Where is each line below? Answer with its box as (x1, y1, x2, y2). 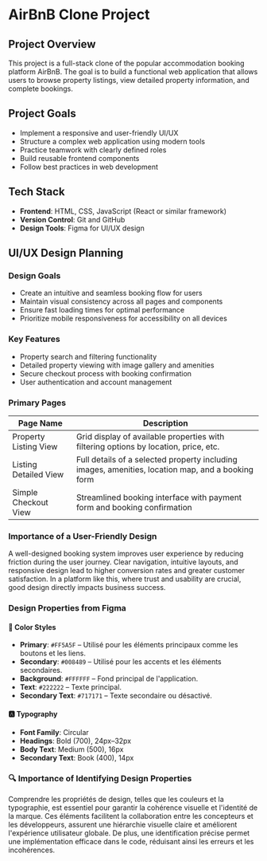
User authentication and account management (19, 377, 172, 387)
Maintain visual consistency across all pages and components (19, 297, 223, 306)
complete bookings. (8, 84, 74, 93)
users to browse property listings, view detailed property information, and (8, 76, 250, 85)
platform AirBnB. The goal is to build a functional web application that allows (8, 67, 258, 77)
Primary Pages (8, 397, 66, 408)
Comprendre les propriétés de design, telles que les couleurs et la (8, 794, 224, 804)
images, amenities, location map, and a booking (75, 464, 254, 475)
